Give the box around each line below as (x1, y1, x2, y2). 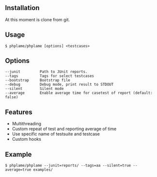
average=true (5, 167, 31, 172)
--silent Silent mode (5, 87, 64, 91)
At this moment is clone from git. (5, 16, 70, 22)
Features (5, 108, 32, 116)
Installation (5, 4, 40, 12)
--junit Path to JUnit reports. (5, 70, 88, 74)
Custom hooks (12, 136, 41, 142)
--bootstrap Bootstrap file (5, 78, 70, 83)
